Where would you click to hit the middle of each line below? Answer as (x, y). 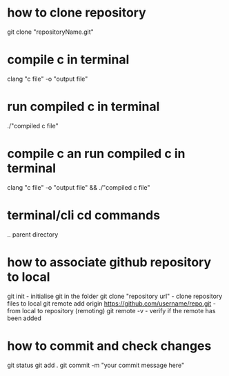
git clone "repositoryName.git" (51, 32)
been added (24, 318)
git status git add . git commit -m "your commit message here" (96, 365)
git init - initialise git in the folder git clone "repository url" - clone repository (115, 296)
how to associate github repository (109, 262)
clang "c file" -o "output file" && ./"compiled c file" (79, 187)
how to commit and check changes (109, 346)
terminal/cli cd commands (84, 215)
